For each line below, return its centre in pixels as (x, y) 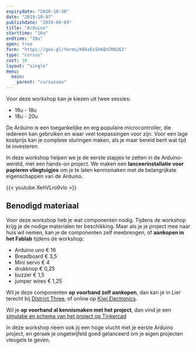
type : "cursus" (25, 55)
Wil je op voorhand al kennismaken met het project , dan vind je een (89, 310)
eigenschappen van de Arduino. (44, 176)
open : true (19, 44)
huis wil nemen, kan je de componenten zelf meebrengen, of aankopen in (95, 232)
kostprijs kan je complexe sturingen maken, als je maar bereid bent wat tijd (96, 140)
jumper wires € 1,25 (38, 281)
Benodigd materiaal (42, 206)
